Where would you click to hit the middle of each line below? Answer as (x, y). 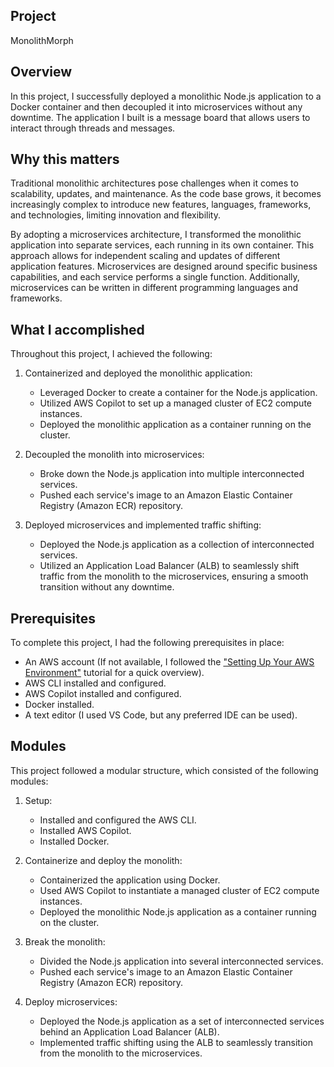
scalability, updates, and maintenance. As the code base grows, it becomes (166, 194)
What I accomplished (77, 329)
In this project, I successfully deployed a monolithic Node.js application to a (166, 96)
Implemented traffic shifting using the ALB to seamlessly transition (176, 1042)
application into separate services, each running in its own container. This (162, 245)
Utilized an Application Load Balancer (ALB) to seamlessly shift (169, 566)
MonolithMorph (42, 40)
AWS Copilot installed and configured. (103, 694)
